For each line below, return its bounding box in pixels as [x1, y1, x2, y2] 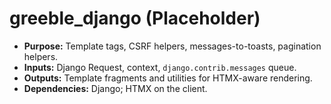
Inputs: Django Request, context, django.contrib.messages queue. [23, 61, 297, 73]
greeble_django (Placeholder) [9, 7, 261, 30]
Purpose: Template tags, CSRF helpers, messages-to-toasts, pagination [23, 40, 322, 52]
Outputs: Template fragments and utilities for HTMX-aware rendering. [23, 72, 313, 84]
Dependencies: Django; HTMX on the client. [23, 82, 208, 94]
